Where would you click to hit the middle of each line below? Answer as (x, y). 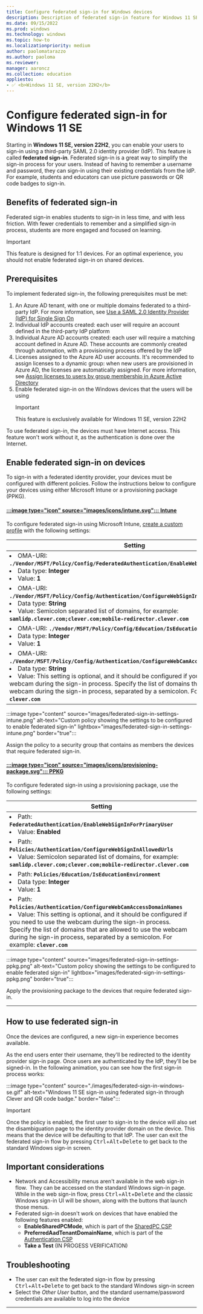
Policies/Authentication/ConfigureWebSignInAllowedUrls (91, 849)
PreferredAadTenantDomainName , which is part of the (93, 1233)
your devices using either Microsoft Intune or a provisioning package (92, 490)
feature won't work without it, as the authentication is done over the (91, 437)
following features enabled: (49, 1220)
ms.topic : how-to (28, 40)
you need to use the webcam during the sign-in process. (90, 922)
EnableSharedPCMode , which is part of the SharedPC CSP (98, 1226)
